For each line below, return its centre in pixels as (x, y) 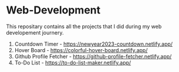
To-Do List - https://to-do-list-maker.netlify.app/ (73, 63)
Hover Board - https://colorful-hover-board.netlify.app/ (81, 50)
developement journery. (35, 32)
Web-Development (53, 10)
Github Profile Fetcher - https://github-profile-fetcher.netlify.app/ (93, 56)
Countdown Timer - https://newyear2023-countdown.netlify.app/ (94, 44)
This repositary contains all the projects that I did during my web (84, 26)
